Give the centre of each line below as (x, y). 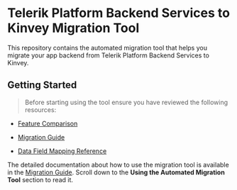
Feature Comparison (48, 123)
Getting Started (42, 85)
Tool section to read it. (40, 179)
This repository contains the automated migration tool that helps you (108, 47)
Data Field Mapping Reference (62, 151)
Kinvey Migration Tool (73, 28)
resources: (40, 110)
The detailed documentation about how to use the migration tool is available (118, 164)
